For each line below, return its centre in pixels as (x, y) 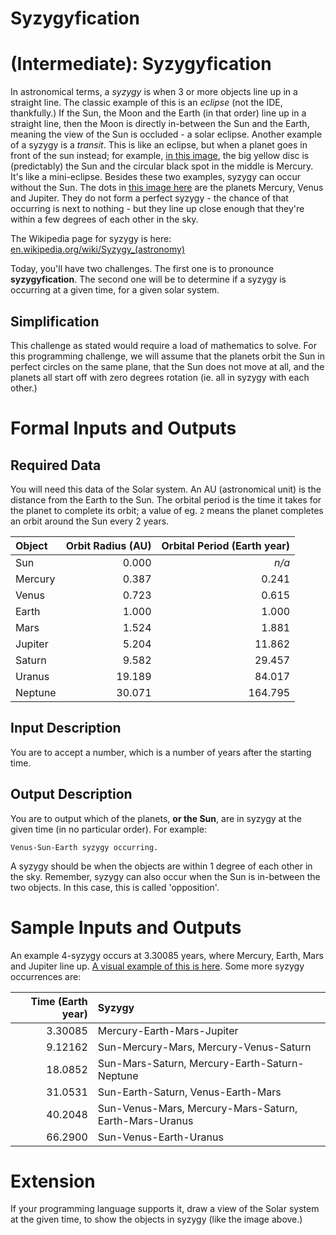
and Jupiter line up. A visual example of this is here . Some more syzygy (157, 966)
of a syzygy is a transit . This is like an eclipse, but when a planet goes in (159, 145)
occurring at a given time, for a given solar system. (115, 290)
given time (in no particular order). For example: (108, 829)
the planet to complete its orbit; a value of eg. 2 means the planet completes (167, 510)
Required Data (56, 465)
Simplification (55, 321)
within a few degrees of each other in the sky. (104, 219)
